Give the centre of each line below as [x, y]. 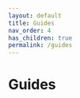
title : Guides [32, 23]
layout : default [35, 16]
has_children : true [40, 38]
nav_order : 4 [30, 30]
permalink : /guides [40, 45]
